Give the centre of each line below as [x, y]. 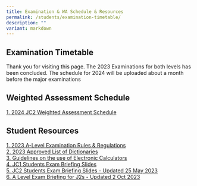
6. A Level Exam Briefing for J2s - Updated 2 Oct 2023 [73, 176]
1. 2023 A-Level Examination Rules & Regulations [66, 145]
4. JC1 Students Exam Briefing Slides [51, 164]
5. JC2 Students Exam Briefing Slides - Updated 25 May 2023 [82, 171]
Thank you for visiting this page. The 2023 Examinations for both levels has [99, 67]
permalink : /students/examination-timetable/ [63, 17]
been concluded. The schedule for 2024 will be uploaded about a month [95, 73]
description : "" [26, 23]
